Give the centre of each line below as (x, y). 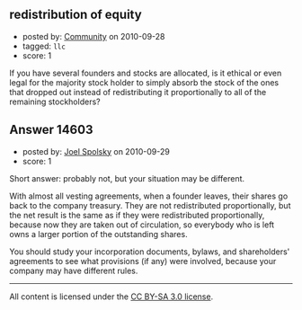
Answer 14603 (51, 130)
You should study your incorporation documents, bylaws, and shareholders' (150, 252)
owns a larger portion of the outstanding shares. (98, 234)
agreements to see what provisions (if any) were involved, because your (143, 261)
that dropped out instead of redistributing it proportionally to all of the (138, 92)
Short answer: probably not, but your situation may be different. (127, 178)
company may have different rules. (74, 270)
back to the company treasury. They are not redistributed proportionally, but (150, 205)
